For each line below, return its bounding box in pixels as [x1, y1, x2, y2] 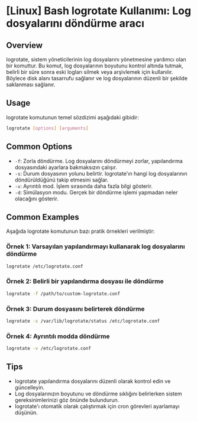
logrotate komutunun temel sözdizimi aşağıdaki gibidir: [6, 113, 139, 121]
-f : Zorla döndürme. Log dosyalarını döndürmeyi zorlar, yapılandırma [14, 157, 183, 164]
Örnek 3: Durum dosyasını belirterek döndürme [6, 304, 145, 313]
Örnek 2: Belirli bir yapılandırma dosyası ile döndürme [6, 277, 164, 285]
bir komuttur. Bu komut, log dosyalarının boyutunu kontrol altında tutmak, [6, 62, 183, 69]
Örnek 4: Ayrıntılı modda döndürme [6, 332, 110, 340]
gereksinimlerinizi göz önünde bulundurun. [14, 396, 120, 403]
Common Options [6, 142, 73, 152]
